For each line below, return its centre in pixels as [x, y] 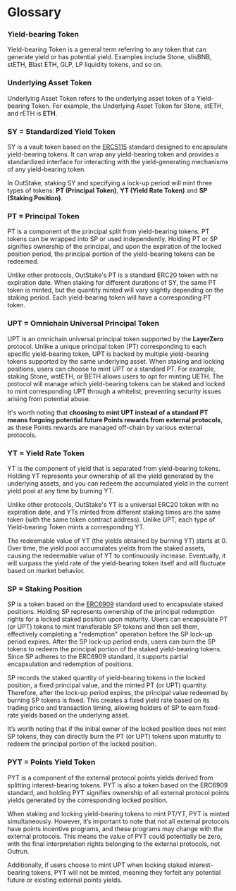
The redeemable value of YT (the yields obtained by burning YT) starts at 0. [117, 541]
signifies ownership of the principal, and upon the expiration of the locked [114, 247]
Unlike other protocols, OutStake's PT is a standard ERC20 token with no [113, 275]
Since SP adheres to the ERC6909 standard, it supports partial [98, 657]
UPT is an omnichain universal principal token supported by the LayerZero [116, 338]
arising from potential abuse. [49, 398]
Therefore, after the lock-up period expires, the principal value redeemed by [118, 693]
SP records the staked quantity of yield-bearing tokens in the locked [106, 678]
